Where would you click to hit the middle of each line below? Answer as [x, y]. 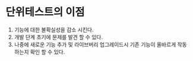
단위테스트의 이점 [45, 12]
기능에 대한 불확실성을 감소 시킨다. [54, 30]
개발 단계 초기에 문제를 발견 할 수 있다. [58, 37]
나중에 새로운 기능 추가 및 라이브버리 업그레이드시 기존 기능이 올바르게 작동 [101, 44]
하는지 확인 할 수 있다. [39, 52]
